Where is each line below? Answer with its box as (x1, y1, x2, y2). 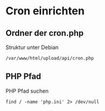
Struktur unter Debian (5, 44, 59, 51)
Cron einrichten (5, 4, 85, 18)
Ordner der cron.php (5, 28, 84, 38)
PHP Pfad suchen (5, 87, 49, 94)
